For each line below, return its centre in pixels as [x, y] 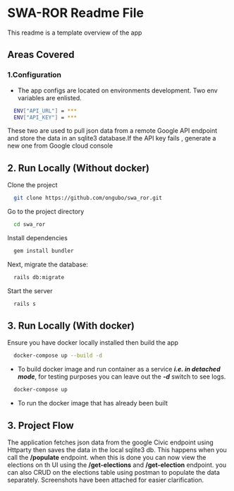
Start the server [30, 290]
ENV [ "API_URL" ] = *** [45, 111]
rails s [25, 304]
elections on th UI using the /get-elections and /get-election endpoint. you [117, 465]
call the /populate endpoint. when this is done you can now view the [107, 457]
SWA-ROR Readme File [76, 13]
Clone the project [32, 185]
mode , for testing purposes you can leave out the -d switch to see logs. [122, 377]
